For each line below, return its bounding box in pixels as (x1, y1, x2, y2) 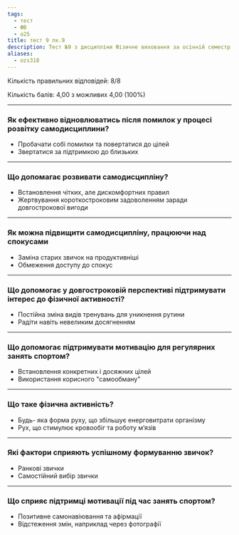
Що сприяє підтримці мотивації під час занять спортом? (7, 496, 216, 506)
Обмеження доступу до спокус (17, 260, 113, 269)
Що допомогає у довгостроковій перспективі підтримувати (7, 285, 226, 295)
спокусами (7, 237, 48, 247)
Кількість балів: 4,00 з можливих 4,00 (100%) (7, 90, 146, 98)
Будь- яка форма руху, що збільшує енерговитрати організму (17, 415, 206, 424)
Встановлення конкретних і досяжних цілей (17, 367, 152, 376)
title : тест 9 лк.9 (7, 37, 65, 44)
